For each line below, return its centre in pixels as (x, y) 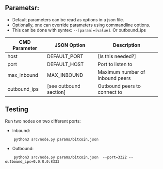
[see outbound (64, 86)
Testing (17, 110)
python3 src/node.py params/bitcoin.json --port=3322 (70, 157)
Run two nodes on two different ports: (43, 121)
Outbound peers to (119, 86)
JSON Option (70, 45)
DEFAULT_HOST (65, 64)
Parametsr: (22, 8)
